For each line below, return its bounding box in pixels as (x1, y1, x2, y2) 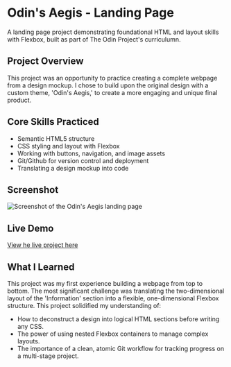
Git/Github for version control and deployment (17, 156, 149, 164)
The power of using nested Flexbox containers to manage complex (17, 330, 209, 338)
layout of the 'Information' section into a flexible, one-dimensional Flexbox (7, 294, 219, 302)
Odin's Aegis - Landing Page (7, 5, 175, 21)
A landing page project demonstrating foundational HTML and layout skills (7, 28, 219, 36)
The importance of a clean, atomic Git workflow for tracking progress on (17, 345, 224, 352)
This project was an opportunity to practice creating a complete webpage (7, 74, 218, 82)
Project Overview (7, 56, 84, 67)
